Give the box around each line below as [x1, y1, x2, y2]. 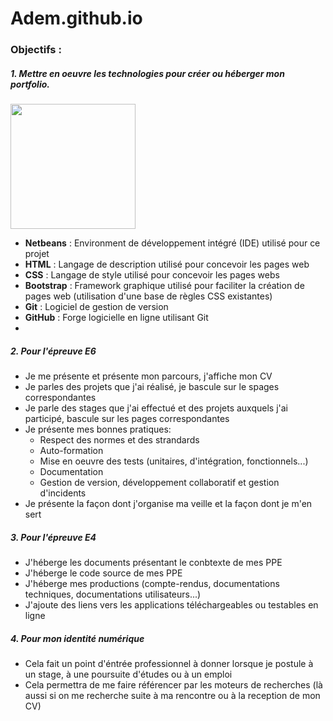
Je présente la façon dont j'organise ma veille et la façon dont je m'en [24, 498, 313, 510]
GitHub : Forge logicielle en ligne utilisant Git [24, 312, 209, 324]
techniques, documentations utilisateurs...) [24, 588, 202, 601]
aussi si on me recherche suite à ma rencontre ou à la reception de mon [24, 689, 321, 701]
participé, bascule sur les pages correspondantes [24, 413, 230, 425]
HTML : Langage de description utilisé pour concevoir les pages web [24, 258, 310, 271]
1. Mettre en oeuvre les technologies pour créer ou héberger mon [10, 67, 285, 79]
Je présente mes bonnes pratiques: [24, 423, 172, 436]
